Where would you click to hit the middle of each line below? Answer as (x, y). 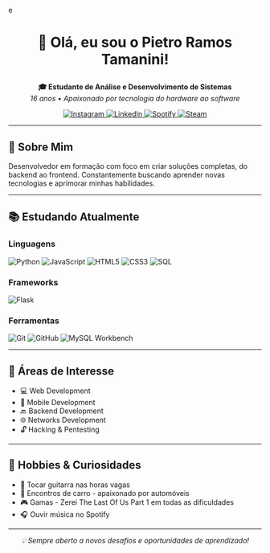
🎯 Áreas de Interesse (61, 371)
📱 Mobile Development (57, 403)
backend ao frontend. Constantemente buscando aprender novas (117, 175)
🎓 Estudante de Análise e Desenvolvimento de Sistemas (135, 87)
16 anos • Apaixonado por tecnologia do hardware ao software (135, 99)
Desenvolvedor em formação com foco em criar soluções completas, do (128, 166)
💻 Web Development (55, 391)
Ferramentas (34, 321)
